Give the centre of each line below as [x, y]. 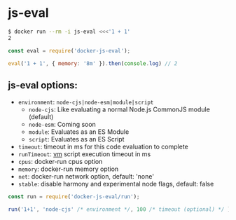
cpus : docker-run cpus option [60, 162]
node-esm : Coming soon [62, 125]
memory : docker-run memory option [68, 169]
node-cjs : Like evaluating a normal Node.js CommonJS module [119, 109]
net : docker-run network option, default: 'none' [86, 177]
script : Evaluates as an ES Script [76, 139]
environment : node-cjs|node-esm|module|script [86, 102]
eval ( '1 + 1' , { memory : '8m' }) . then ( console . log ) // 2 [93, 63]
